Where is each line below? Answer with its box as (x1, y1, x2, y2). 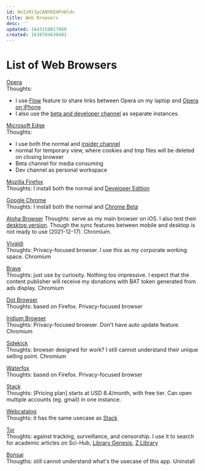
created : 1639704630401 (6, 32, 67, 38)
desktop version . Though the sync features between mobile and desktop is (6, 221, 196, 229)
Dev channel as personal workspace (15, 166, 108, 174)
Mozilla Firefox (6, 178, 43, 186)
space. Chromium (6, 253, 51, 261)
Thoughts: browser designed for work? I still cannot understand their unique (6, 346, 198, 353)
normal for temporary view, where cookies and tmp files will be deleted (15, 147, 195, 154)
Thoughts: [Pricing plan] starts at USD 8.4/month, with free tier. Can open (6, 389, 192, 397)
